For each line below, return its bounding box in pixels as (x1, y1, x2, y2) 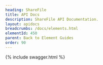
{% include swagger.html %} (5, 54, 65, 60)
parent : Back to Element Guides (5, 36, 74, 41)
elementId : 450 (5, 31, 38, 36)
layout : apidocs (5, 21, 40, 27)
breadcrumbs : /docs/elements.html (5, 26, 79, 31)
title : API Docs (5, 12, 40, 17)
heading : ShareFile (5, 7, 47, 13)
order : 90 (5, 40, 26, 45)
